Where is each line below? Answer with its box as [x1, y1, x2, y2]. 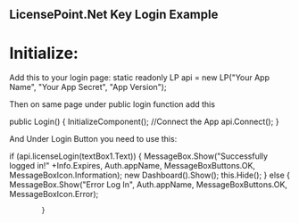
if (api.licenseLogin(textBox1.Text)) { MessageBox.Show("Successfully [9, 151, 269, 161]
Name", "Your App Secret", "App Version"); [9, 82, 167, 93]
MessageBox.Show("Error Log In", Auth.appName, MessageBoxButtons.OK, [9, 179, 288, 190]
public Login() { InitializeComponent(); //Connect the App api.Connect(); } [9, 116, 279, 128]
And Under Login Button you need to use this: [9, 134, 178, 145]
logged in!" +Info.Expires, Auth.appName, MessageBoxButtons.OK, [9, 161, 256, 171]
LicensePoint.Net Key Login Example [9, 7, 219, 22]
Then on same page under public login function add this [9, 99, 216, 110]
